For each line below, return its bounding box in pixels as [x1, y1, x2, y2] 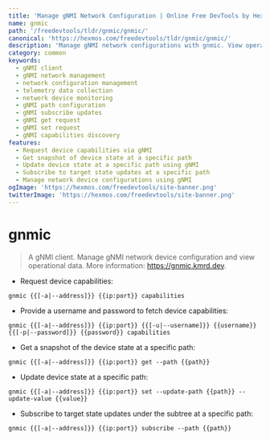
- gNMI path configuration [15, 101, 106, 109]
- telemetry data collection [15, 86, 113, 95]
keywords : [8, 57, 42, 65]
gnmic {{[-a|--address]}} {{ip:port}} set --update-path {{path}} [8, 387, 235, 396]
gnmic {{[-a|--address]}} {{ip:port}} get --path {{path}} [8, 358, 211, 366]
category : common [8, 49, 67, 57]
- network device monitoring [15, 94, 113, 102]
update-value [8, 394, 52, 402]
